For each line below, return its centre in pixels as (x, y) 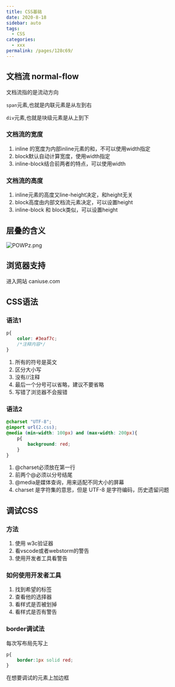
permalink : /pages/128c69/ (40, 51)
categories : (21, 40)
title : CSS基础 (24, 12)
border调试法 (25, 629)
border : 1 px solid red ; (45, 660)
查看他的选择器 (33, 597)
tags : (13, 28)
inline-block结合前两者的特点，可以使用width (70, 164)
